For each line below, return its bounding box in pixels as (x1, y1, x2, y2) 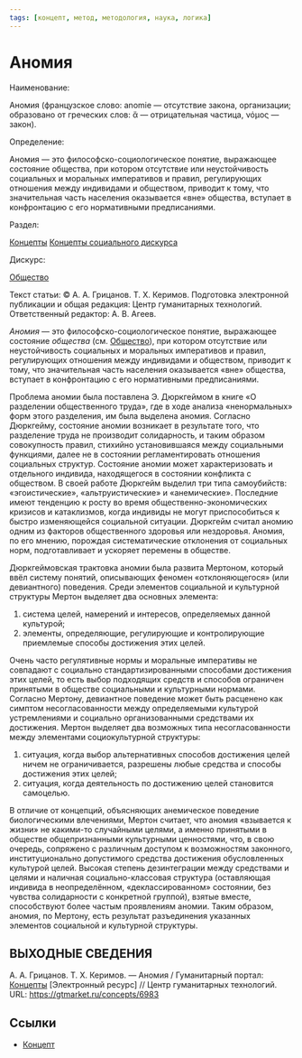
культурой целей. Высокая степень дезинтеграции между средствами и (9, 862, 289, 873)
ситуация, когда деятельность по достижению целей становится (22, 777, 274, 788)
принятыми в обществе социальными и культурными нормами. (9, 683, 256, 694)
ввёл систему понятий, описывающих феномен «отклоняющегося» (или (9, 571, 289, 582)
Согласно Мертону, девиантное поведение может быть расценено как (9, 692, 283, 704)
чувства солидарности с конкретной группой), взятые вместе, (9, 891, 252, 902)
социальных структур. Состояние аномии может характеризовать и (9, 458, 273, 469)
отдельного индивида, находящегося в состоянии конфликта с (9, 468, 252, 478)
